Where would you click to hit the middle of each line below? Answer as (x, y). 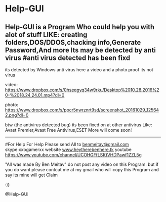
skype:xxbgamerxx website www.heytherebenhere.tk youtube (68, 150)
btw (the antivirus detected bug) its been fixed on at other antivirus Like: (79, 125)
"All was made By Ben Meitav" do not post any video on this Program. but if (82, 164)
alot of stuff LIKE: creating (46, 34)
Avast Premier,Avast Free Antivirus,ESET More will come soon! (68, 130)
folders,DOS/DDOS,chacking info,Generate (73, 42)
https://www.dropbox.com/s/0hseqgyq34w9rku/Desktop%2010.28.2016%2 (82, 90)
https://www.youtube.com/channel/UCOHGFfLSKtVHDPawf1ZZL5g (73, 155)
